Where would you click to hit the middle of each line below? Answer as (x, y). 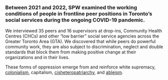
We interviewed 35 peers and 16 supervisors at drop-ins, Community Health (84, 31)
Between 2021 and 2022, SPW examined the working (71, 7)
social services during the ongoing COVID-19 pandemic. (75, 20)
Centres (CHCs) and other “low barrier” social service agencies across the (82, 36)
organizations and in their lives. (37, 57)
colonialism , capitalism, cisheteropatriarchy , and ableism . (64, 72)
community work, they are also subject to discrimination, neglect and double (84, 47)
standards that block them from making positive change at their (71, 52)
